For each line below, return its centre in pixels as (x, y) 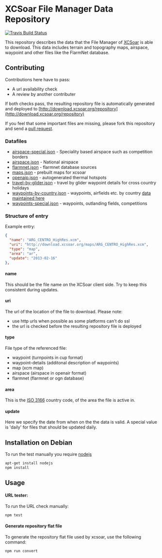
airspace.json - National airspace (45, 162)
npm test (14, 515)
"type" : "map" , (25, 249)
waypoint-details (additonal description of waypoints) (65, 363)
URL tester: (16, 495)
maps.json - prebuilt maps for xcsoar (49, 172)
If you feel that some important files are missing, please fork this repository (80, 123)
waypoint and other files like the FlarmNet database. (57, 53)
